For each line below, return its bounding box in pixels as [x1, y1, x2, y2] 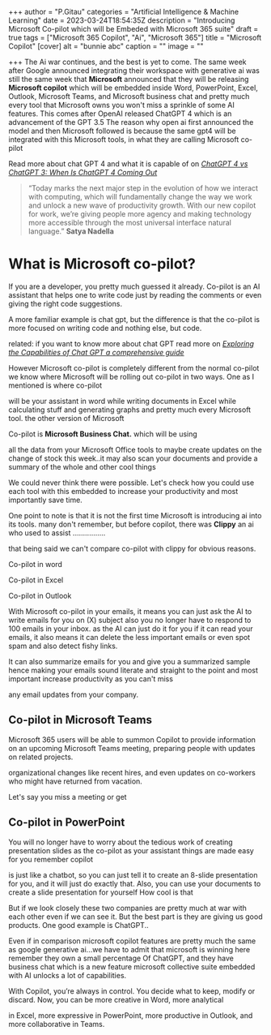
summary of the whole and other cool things [8, 462, 156, 471]
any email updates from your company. [8, 689, 139, 699]
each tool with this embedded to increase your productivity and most [8, 486, 239, 496]
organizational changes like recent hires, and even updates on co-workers [8, 767, 256, 777]
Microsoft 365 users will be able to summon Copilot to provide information [8, 734, 256, 745]
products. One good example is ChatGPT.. [8, 920, 149, 930]
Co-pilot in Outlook [8, 591, 72, 600]
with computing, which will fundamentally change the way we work [28, 192, 252, 201]
